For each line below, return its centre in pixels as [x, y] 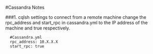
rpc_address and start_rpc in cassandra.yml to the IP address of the [76, 23]
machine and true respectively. [38, 28]
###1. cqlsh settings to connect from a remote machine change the [76, 17]
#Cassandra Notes [25, 7]
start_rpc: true [27, 46]
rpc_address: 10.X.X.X [34, 42]
